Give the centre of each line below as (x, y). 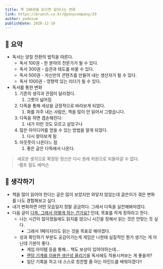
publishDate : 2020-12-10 (30, 23)
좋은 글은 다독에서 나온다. (51, 148)
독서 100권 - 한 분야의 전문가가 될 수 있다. (59, 63)
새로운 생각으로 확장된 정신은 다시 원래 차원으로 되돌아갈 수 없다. (78, 159)
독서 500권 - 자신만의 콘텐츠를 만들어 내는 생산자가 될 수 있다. (78, 75)
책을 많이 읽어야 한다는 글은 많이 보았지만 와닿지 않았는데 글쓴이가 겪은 (79, 194)
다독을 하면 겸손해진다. (41, 118)
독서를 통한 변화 (27, 87)
